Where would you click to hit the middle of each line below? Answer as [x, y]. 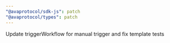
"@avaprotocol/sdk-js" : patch [43, 11]
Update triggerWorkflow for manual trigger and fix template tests [85, 34]
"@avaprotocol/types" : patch [42, 17]
